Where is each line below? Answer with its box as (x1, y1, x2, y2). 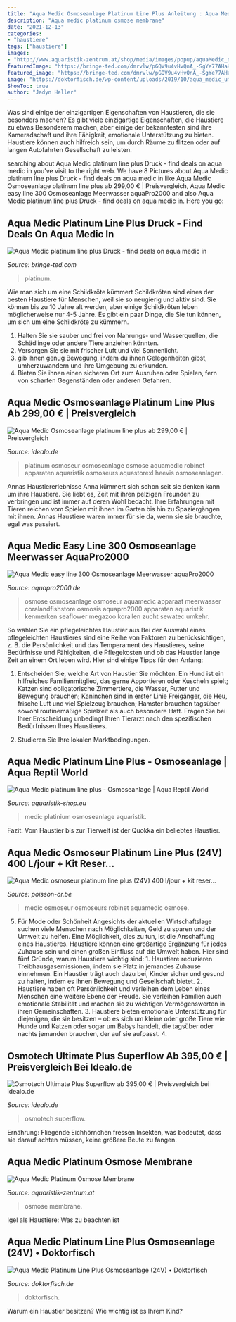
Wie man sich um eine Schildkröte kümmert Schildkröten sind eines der (7, 287, 214, 296)
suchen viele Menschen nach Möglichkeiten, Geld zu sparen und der (17, 925, 216, 933)
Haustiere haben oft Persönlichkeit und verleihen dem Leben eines (17, 985, 211, 993)
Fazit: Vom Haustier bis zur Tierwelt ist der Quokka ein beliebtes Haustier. (7, 826, 221, 835)
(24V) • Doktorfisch (7, 1247, 96, 1259)
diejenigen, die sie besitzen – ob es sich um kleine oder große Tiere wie (17, 1015, 225, 1023)
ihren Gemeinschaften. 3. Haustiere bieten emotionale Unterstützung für (17, 1007, 227, 1016)
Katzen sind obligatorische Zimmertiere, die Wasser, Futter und (17, 684, 200, 692)
